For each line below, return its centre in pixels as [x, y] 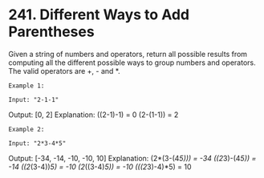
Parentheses [51, 32]
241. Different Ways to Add [99, 15]
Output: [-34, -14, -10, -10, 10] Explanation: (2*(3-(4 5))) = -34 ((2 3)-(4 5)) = [132, 158]
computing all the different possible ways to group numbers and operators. [132, 63]
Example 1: [26, 86]
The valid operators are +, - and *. [64, 71]
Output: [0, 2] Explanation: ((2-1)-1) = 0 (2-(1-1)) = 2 [93, 115]
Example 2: [26, 129]
